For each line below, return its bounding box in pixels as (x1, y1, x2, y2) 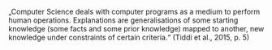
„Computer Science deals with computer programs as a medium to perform (8, 7, 261, 16)
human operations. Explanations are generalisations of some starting (8, 15, 239, 25)
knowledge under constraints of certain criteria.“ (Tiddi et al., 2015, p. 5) (8, 32, 250, 42)
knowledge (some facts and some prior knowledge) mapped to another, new (8, 24, 265, 33)
